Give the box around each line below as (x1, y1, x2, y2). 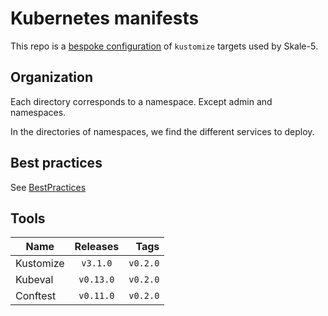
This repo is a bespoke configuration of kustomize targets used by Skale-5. (10, 40, 318, 52)
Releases (74, 240, 120, 254)
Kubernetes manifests (10, 7, 200, 30)
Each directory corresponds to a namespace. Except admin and (10, 95, 273, 107)
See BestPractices (10, 181, 87, 193)
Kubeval (15, 273, 54, 287)
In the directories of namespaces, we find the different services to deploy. (10, 125, 315, 137)
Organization (10, 69, 93, 86)
